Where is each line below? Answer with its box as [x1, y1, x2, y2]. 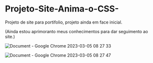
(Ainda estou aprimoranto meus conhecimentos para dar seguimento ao [5, 28, 148, 34]
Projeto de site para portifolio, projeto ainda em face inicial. [5, 19, 123, 25]
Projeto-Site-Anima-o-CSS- [5, 3, 119, 14]
